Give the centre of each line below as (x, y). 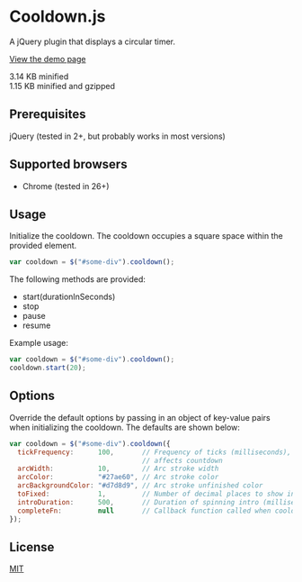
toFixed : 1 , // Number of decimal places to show (150, 494)
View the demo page (48, 59)
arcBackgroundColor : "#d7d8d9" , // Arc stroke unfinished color (140, 486)
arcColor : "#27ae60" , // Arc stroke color (118, 477)
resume (36, 325)
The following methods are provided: (78, 279)
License (32, 547)
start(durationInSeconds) (69, 297)
